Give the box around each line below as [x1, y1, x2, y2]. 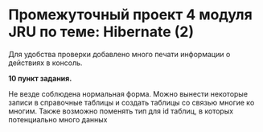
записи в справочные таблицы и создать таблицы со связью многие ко [8, 97, 255, 107]
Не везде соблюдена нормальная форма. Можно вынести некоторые [8, 89, 248, 98]
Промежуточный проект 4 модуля [8, 6, 253, 24]
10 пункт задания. [8, 73, 72, 83]
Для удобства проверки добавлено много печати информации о [8, 49, 231, 59]
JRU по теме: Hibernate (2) [8, 23, 195, 41]
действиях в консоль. [8, 58, 83, 68]
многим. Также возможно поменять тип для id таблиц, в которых [8, 106, 234, 116]
